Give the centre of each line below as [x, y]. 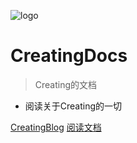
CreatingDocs [69, 56]
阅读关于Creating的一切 [73, 106]
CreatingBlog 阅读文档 [56, 127]
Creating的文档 [66, 84]
